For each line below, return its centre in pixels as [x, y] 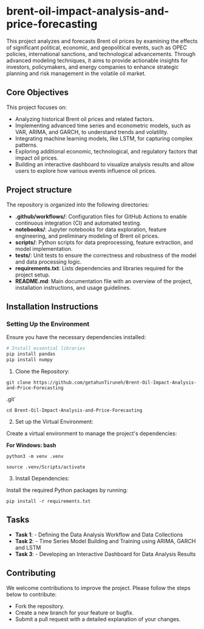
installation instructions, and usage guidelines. [73, 287]
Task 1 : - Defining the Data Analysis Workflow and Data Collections [99, 535]
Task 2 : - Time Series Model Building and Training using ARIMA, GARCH [105, 541]
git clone [19, 382]
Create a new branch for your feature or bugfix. [74, 613]
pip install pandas [31, 354]
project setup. [32, 275]
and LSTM [28, 547]
